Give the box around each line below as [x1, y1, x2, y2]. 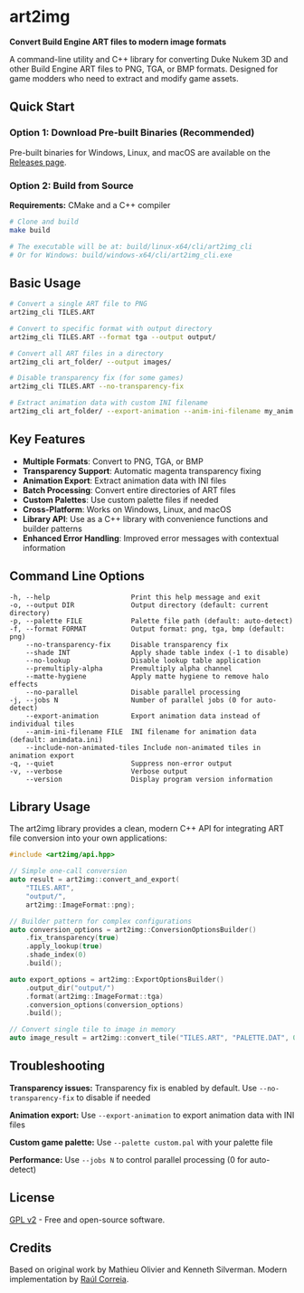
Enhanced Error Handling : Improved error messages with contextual [22, 532, 279, 544]
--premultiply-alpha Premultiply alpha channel [25, 663, 233, 673]
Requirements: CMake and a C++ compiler [9, 199, 171, 210]
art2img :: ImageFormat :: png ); [25, 900, 136, 909]
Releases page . [9, 157, 67, 167]
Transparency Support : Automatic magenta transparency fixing [22, 465, 261, 476]
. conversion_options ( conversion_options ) [25, 1000, 184, 1010]
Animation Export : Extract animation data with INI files [22, 475, 227, 486]
